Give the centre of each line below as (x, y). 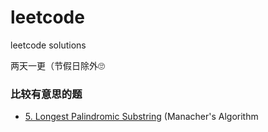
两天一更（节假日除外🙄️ (57, 65)
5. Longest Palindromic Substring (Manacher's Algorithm (141, 117)
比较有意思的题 (46, 94)
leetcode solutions (48, 45)
